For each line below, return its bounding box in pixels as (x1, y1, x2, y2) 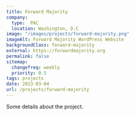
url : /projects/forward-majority (6, 87, 90, 93)
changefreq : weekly (11, 64, 60, 71)
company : (6, 14, 28, 20)
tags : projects (6, 75, 44, 81)
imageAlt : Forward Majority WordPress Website (6, 36, 124, 42)
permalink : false (6, 53, 50, 59)
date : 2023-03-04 (6, 81, 50, 87)
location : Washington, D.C (11, 25, 79, 32)
